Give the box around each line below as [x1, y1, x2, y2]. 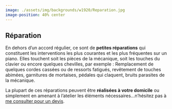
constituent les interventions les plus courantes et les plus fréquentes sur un [5, 50, 167, 56]
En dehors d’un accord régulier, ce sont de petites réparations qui [5, 45, 146, 51]
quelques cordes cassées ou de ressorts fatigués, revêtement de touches [5, 67, 161, 73]
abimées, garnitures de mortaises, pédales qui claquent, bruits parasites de [5, 72, 165, 78]
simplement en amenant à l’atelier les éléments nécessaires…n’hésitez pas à [5, 93, 167, 99]
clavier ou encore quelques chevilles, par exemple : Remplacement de [5, 61, 154, 67]
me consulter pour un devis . [5, 98, 65, 104]
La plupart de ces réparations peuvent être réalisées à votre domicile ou [5, 88, 160, 94]
